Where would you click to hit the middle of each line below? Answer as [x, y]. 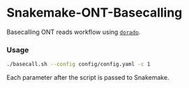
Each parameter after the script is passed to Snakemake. [88, 78]
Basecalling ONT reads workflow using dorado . [74, 32]
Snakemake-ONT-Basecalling [94, 13]
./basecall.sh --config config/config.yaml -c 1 [78, 64]
